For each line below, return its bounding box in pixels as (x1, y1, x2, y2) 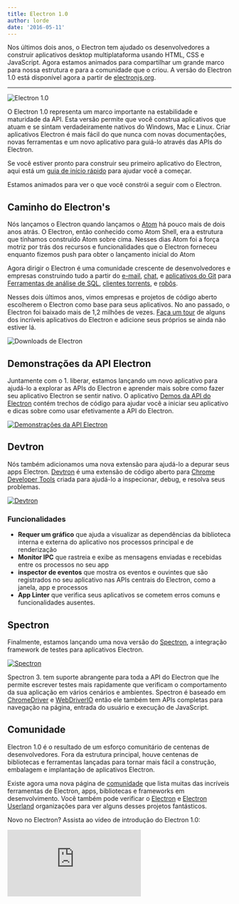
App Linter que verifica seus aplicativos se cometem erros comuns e (17, 591, 221, 600)
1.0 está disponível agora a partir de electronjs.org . (7, 73, 156, 82)
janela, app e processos (17, 583, 88, 592)
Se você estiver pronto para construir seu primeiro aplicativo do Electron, (7, 159, 222, 168)
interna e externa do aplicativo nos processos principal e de (17, 538, 194, 546)
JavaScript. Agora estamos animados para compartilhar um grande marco (7, 58, 225, 67)
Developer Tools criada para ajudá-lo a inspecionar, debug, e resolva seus (7, 474, 225, 484)
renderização (17, 546, 57, 554)
